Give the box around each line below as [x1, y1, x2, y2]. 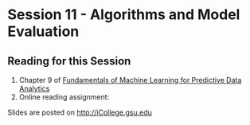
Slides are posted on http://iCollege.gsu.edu [7, 107, 153, 117]
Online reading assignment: [18, 92, 110, 101]
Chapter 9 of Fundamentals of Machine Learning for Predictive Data [18, 76, 242, 84]
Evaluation [7, 22, 80, 41]
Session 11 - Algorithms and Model [7, 6, 240, 24]
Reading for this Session [7, 54, 131, 68]
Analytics [18, 84, 50, 93]
